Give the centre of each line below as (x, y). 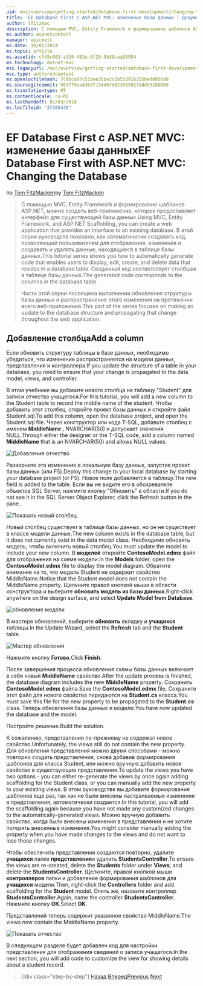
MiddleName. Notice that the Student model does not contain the (87, 579)
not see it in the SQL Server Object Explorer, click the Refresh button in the (99, 498)
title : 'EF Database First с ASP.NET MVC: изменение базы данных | (93, 18)
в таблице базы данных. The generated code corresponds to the (102, 275)
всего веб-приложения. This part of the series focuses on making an (107, 306)
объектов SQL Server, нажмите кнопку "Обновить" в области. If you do (97, 491)
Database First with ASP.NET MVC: (96, 163)
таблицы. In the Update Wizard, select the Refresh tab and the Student (95, 628)
